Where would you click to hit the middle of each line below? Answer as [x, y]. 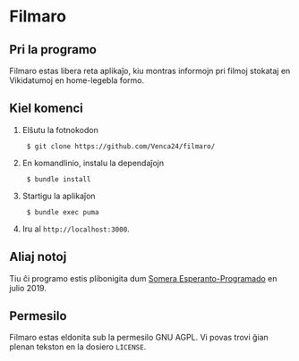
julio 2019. [28, 288]
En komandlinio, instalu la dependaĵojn [93, 163]
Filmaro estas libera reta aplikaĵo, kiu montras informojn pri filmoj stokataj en [150, 71]
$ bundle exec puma [63, 212]
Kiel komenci [46, 109]
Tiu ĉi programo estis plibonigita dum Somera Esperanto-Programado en [143, 278]
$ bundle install [59, 179]
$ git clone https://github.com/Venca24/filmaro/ [121, 146]
